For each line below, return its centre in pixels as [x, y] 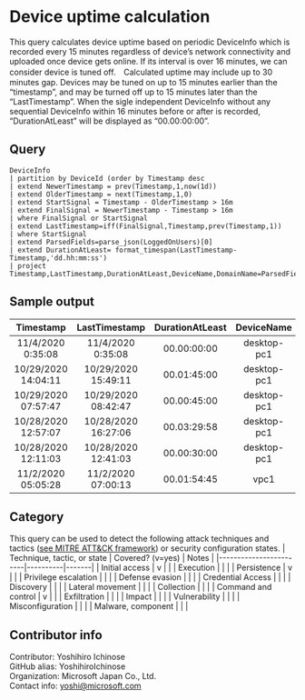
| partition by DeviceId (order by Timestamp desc [107, 178]
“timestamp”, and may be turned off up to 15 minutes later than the [133, 92]
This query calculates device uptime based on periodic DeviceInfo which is [150, 42]
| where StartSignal [49, 234]
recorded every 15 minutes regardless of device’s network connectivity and [150, 51]
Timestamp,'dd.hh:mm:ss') [58, 258]
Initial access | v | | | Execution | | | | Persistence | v [197, 568]
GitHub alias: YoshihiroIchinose [68, 666]
